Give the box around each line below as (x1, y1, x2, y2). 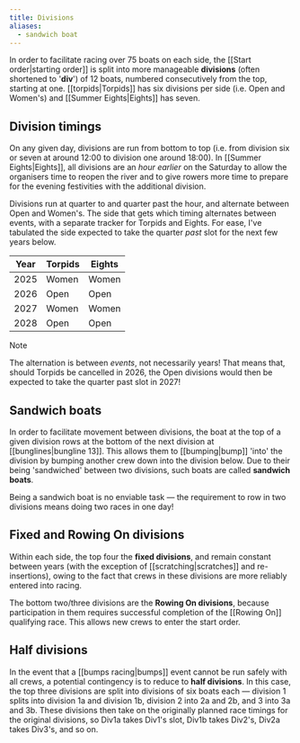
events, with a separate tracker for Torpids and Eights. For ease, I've (9, 218, 262, 228)
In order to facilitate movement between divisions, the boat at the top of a (9, 426, 281, 437)
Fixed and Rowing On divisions (9, 527, 185, 542)
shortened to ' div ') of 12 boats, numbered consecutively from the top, (9, 74, 268, 85)
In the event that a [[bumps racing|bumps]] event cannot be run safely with (9, 667, 287, 677)
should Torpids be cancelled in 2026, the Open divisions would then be (9, 367, 273, 378)
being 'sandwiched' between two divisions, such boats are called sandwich (9, 465, 291, 475)
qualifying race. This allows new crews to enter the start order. (9, 616, 241, 627)
